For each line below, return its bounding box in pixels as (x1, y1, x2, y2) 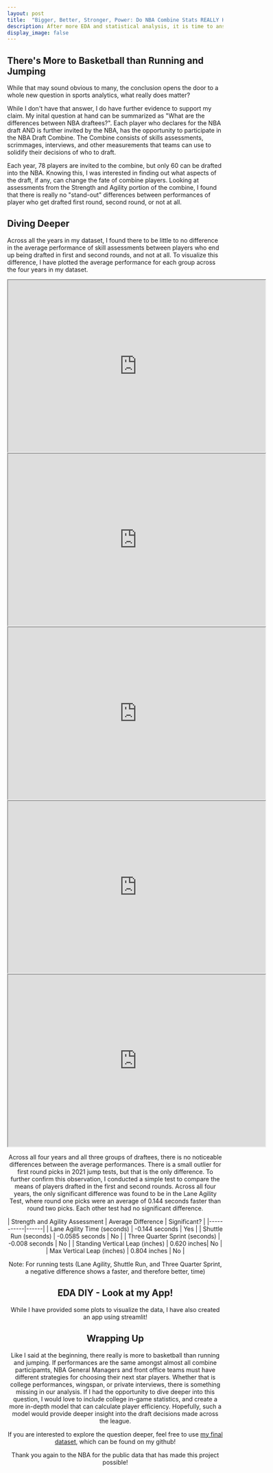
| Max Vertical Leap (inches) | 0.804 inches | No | (45, 1246, 185, 1255)
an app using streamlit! (83, 1313, 147, 1321)
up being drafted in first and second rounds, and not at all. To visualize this (7, 250, 218, 259)
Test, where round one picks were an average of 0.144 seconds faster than (9, 1197, 222, 1205)
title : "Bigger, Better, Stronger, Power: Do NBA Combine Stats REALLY (7, 17, 219, 23)
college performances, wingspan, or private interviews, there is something (10, 1380, 221, 1388)
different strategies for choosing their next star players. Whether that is (14, 1373, 216, 1381)
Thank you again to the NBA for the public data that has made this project (11, 1450, 219, 1459)
